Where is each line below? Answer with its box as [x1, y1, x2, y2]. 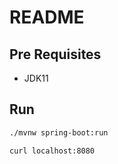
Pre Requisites [9, 46, 102, 63]
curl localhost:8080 [9, 146, 96, 156]
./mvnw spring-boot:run [9, 127, 109, 138]
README [9, 6, 85, 29]
